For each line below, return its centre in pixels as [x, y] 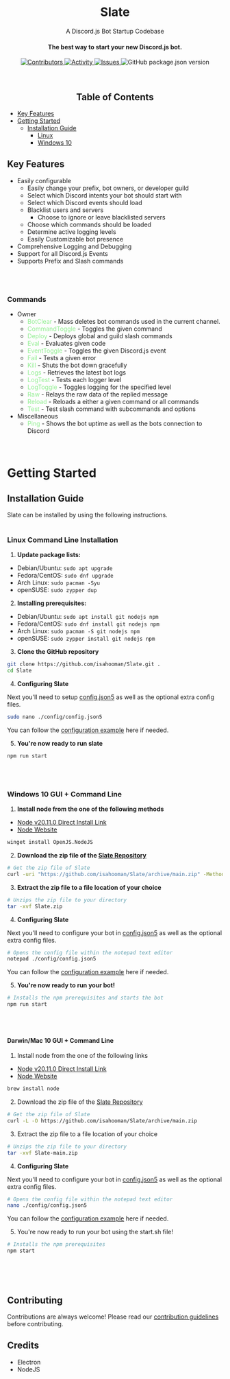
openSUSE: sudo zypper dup [57, 590]
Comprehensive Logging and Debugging [74, 246]
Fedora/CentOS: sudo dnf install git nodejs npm [88, 624]
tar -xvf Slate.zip [35, 906]
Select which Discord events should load [85, 202]
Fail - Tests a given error [62, 358]
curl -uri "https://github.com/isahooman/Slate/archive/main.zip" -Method [116, 874]
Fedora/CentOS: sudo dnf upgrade [65, 576]
